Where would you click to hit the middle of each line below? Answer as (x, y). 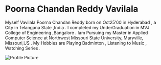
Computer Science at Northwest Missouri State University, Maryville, (74, 38)
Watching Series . (23, 48)
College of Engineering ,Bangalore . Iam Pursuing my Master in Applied (77, 32)
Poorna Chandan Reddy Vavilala (72, 9)
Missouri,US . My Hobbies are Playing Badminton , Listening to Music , (76, 43)
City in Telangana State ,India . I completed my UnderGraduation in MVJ (77, 27)
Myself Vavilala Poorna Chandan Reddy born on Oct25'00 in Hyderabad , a (81, 22)
